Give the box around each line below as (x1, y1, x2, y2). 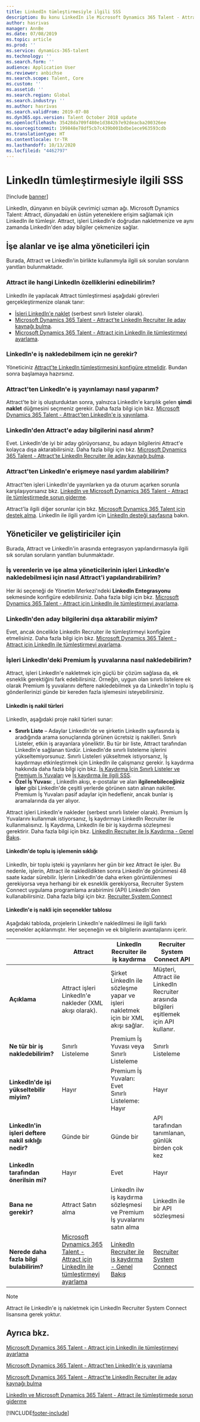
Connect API (154, 955, 190, 964)
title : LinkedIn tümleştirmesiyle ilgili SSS (6, 8, 121, 15)
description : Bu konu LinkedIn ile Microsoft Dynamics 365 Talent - (6, 14, 180, 20)
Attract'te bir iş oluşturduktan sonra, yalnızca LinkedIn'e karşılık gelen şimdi (6, 399, 192, 406)
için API (152, 1017, 174, 1026)
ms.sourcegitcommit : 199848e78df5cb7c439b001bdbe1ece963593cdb (6, 126, 167, 132)
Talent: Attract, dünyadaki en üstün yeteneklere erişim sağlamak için (6, 211, 174, 218)
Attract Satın (61, 1201, 97, 1209)
